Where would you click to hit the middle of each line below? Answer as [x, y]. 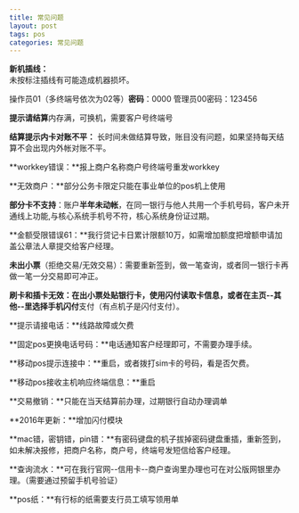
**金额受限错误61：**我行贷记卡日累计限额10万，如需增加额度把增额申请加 [146, 235]
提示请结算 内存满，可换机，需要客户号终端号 [91, 118]
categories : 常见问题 [47, 42]
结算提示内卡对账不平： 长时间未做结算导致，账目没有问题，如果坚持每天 [143, 137]
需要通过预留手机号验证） [75, 480]
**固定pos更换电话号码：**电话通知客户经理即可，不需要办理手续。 [133, 344]
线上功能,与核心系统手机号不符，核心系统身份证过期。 [116, 216]
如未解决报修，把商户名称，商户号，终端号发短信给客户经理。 [122, 451]
